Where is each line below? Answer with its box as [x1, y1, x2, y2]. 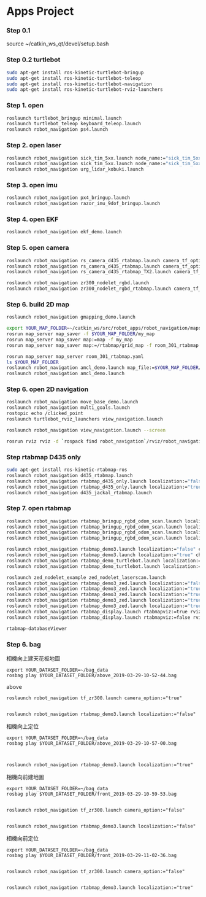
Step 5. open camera [6, 244, 69, 252]
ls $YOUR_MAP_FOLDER [6, 359, 59, 365]
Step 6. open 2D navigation [6, 385, 89, 394]
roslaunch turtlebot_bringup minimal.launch [6, 115, 122, 121]
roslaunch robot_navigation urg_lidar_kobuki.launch [6, 166, 144, 173]
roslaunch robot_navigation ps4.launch [6, 126, 109, 133]
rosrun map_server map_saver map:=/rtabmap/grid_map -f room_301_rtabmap [6, 342, 199, 348]
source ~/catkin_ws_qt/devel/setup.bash [6, 40, 109, 47]
